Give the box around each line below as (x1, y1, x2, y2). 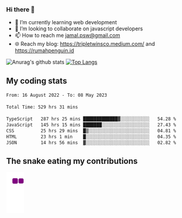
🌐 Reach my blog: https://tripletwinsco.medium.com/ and (14, 40, 155, 48)
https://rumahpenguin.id (14, 47, 74, 54)
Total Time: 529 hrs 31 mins (6, 104, 78, 110)
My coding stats (6, 75, 67, 86)
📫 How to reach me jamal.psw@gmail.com (14, 32, 120, 39)
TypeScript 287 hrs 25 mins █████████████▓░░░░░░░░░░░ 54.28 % (6, 116, 177, 122)
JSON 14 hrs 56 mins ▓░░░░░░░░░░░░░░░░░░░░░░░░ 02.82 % (6, 140, 177, 146)
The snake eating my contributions (6, 156, 138, 166)
